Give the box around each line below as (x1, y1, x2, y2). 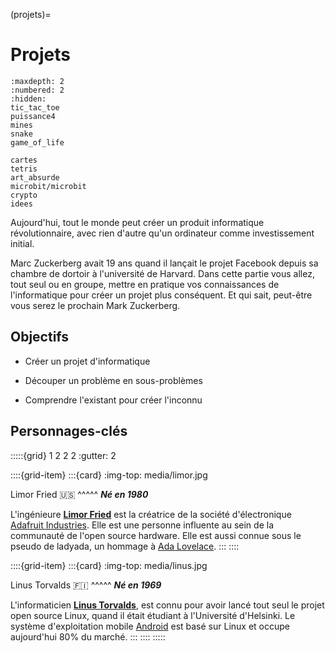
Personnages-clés (10, 423, 128, 440)
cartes (10, 155, 38, 165)
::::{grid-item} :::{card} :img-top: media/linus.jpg (10, 559, 208, 571)
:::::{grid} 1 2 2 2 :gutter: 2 (10, 449, 117, 461)
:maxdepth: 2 (10, 76, 65, 86)
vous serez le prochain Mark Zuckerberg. (10, 299, 181, 311)
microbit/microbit (10, 181, 87, 191)
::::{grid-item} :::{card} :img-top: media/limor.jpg (10, 469, 208, 481)
